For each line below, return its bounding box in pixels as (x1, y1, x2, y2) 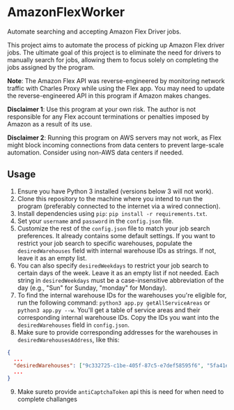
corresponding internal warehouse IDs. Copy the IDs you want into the (17, 313, 219, 321)
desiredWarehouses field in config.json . (17, 321, 130, 329)
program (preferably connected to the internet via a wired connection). (17, 202, 221, 210)
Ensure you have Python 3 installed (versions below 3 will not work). (17, 186, 214, 196)
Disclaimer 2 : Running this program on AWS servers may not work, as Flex (7, 133, 221, 142)
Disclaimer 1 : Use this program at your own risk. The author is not (7, 105, 196, 113)
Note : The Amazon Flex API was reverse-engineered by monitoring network (7, 76, 225, 85)
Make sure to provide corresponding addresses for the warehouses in (17, 328, 218, 336)
